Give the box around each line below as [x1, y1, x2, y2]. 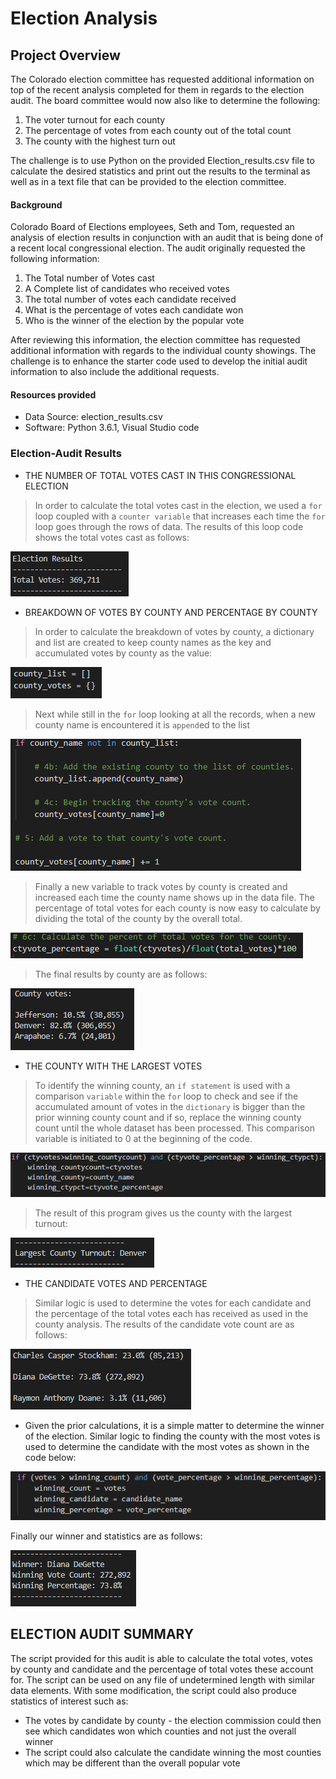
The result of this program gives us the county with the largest [34, 1207, 293, 1219]
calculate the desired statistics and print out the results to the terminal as [10, 165, 311, 177]
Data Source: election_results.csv [24, 411, 163, 423]
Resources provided [10, 388, 97, 401]
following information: [10, 253, 100, 265]
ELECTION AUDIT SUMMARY [10, 1626, 195, 1643]
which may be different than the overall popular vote [24, 1757, 241, 1769]
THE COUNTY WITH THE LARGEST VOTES [24, 1060, 203, 1072]
